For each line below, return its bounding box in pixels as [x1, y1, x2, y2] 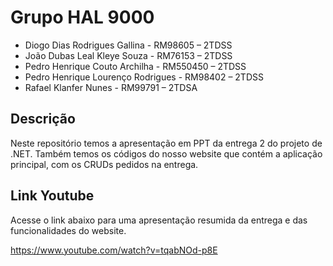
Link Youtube [10, 187, 95, 205]
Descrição [10, 111, 76, 128]
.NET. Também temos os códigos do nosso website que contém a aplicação [10, 147, 323, 160]
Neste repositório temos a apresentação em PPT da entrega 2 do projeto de [10, 137, 323, 149]
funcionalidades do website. [10, 224, 127, 236]
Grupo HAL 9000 [10, 6, 155, 29]
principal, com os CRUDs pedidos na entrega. [10, 158, 199, 170]
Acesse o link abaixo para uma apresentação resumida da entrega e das [10, 214, 308, 226]
